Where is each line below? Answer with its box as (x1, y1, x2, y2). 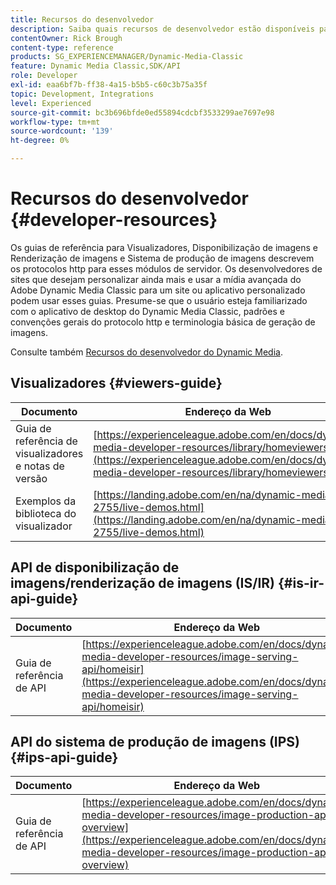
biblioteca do (15, 506, 77, 520)
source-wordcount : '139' (10, 126, 114, 136)
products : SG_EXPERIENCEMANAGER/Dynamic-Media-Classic (10, 52, 244, 62)
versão (15, 471, 48, 485)
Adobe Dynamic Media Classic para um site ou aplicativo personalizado (10, 284, 306, 296)
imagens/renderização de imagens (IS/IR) (10, 575, 276, 592)
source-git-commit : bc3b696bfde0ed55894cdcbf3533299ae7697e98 (10, 107, 275, 118)
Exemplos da (15, 494, 77, 508)
